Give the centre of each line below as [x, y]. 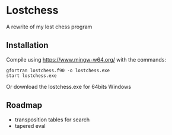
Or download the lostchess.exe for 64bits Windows [69, 86]
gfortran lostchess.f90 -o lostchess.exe [58, 70]
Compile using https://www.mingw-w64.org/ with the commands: [86, 59]
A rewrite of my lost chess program [49, 27]
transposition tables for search [52, 120]
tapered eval [30, 126]
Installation [27, 45]
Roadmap [24, 105]
